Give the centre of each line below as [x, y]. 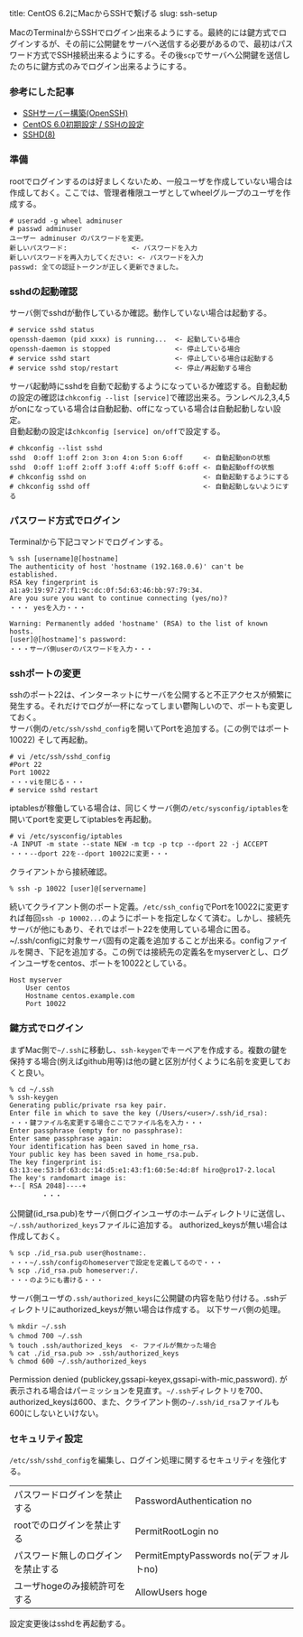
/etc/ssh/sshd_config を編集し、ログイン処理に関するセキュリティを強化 [144, 1460]
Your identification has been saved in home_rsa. [105, 1146]
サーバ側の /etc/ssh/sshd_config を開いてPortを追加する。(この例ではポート [150, 728]
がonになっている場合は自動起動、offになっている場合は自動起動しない [141, 408]
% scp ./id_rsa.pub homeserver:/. [74, 1271]
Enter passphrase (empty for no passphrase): [96, 1131]
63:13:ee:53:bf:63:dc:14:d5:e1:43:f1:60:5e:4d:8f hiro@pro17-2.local [143, 1170]
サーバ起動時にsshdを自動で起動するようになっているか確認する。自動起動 [148, 385]
